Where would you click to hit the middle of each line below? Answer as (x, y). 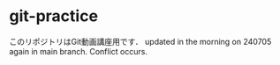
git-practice (54, 16)
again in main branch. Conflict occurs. (79, 51)
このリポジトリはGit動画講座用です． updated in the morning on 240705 (140, 41)
